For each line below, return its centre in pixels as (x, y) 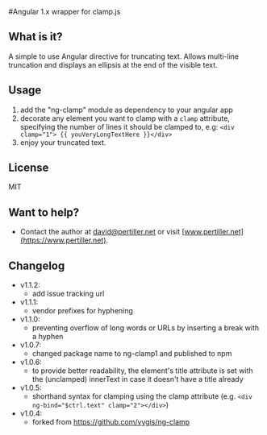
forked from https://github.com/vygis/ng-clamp (111, 422)
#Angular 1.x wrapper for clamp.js (65, 12)
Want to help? (44, 212)
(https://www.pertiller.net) (63, 240)
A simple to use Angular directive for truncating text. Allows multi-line (124, 56)
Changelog (37, 265)
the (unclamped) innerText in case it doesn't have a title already (138, 379)
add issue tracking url (68, 294)
